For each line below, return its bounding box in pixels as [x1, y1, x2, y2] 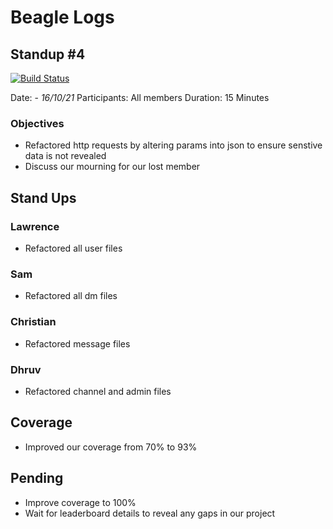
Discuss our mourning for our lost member [24, 161, 201, 173]
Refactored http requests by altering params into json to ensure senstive [24, 139, 323, 151]
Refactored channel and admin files [24, 385, 172, 397]
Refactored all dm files [24, 290, 118, 302]
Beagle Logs [10, 6, 115, 29]
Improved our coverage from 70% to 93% [24, 441, 198, 453]
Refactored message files [24, 337, 131, 350]
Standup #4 [10, 46, 86, 63]
